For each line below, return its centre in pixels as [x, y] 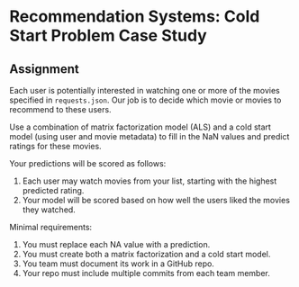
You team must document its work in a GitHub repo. [118, 264]
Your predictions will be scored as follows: [88, 163]
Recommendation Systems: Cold [135, 17]
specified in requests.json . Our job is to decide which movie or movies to [145, 100]
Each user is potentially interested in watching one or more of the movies [145, 90]
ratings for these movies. [55, 146]
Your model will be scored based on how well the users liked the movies [156, 200]
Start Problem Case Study [108, 36]
